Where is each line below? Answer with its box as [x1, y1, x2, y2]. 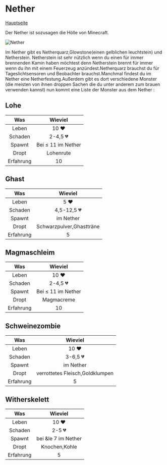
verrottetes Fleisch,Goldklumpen [36, 370, 114, 377]
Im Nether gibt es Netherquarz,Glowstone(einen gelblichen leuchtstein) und [5, 49, 162, 55]
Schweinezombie [5, 322, 61, 330]
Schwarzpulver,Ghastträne [36, 223, 100, 230]
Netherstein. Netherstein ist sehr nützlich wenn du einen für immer [5, 54, 144, 61]
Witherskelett [5, 395, 49, 404]
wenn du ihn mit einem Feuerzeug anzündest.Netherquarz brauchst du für [5, 65, 160, 71]
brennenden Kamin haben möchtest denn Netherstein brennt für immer [5, 60, 153, 66]
